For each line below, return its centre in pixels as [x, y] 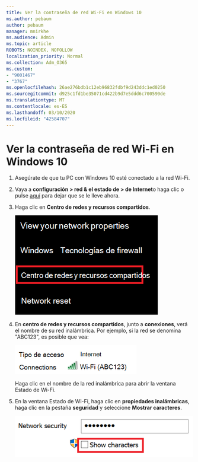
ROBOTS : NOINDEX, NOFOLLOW [39, 50]
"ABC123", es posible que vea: [52, 337]
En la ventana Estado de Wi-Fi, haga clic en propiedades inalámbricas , [102, 402]
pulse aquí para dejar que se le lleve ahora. [67, 196]
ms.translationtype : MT [36, 100]
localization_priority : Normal [45, 56]
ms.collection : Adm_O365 [37, 62]
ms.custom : [20, 69]
